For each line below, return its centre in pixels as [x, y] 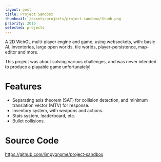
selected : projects [25, 28]
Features [23, 87]
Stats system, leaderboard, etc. [44, 116]
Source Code [32, 141]
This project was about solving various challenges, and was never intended [81, 62]
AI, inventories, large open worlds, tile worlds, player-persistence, [71, 47]
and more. [28, 52]
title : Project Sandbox [29, 14]
